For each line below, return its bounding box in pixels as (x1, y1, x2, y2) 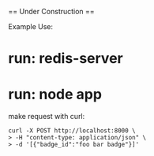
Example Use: (8, 22, 54, 31)
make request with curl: (8, 112, 85, 121)
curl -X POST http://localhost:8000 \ (8, 127, 136, 135)
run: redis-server (8, 50, 124, 68)
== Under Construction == (8, 7, 95, 16)
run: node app (8, 86, 103, 103)
